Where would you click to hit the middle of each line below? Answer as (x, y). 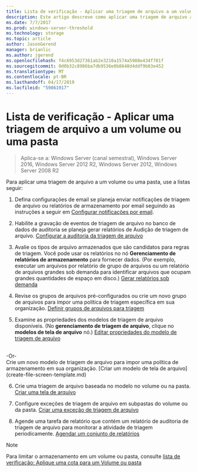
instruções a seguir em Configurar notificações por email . (84, 212)
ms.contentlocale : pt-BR (36, 77)
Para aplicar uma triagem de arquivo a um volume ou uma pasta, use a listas (98, 182)
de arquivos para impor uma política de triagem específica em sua (94, 302)
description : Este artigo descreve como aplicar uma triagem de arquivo (97, 17)
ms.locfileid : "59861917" (38, 88)
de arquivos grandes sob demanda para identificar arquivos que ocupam (103, 272)
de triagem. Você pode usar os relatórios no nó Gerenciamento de (95, 253)
